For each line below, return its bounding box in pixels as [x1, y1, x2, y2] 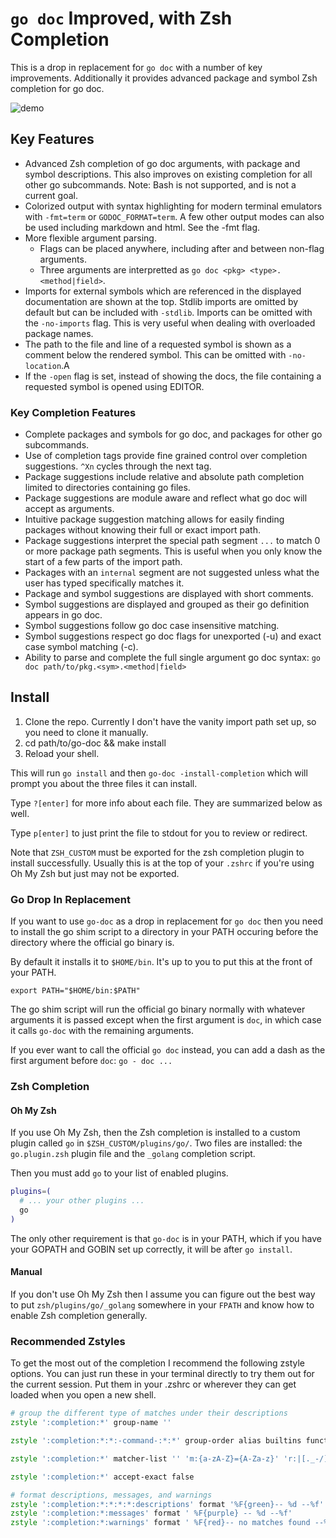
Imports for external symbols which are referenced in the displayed [24, 285, 302, 297]
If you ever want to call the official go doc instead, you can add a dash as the [10, 1044, 326, 1056]
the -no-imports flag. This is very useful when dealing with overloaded [24, 317, 316, 329]
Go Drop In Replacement [10, 892, 131, 906]
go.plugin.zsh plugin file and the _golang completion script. [10, 1148, 256, 1160]
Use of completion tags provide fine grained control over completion [24, 450, 308, 462]
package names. [24, 327, 94, 339]
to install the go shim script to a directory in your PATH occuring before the [10, 926, 319, 938]
